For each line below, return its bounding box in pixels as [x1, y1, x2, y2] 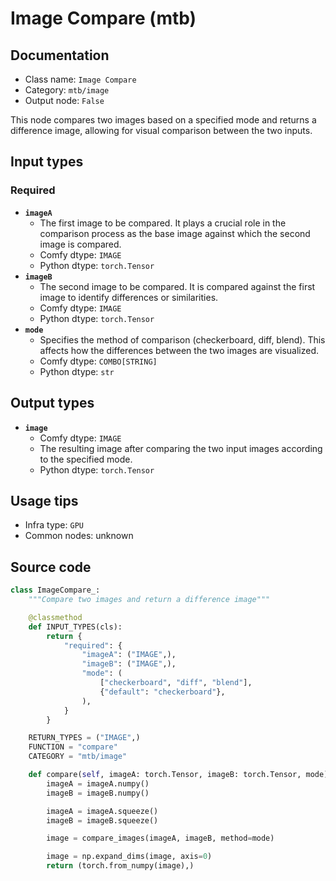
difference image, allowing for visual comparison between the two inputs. [10, 125, 313, 136]
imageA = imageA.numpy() [46, 778, 150, 789]
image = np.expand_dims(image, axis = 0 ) [46, 852, 213, 862]
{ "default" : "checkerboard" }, [99, 687, 226, 697]
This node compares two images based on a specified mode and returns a [10, 114, 317, 126]
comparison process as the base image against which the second [39, 227, 311, 239]
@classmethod [28, 612, 83, 622]
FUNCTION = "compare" [28, 742, 118, 752]
